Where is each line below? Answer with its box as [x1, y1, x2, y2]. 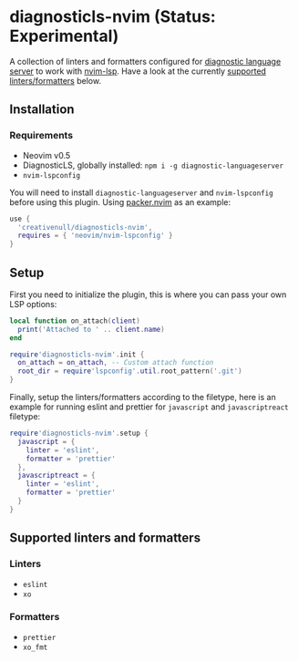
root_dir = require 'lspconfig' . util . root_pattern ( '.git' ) [17, 367, 243, 376]
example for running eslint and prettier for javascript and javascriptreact [9, 401, 289, 412]
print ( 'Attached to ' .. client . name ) [17, 325, 166, 334]
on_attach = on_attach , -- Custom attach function [17, 358, 214, 367]
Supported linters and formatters [9, 531, 201, 546]
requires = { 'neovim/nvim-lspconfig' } [17, 231, 173, 241]
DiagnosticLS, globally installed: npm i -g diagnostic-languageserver [22, 160, 284, 170]
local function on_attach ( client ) [9, 316, 141, 325]
